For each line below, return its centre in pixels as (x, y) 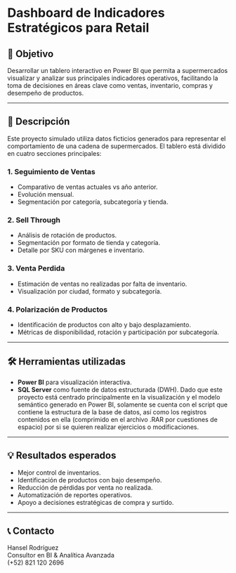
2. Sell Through (34, 220)
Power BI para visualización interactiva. (74, 382)
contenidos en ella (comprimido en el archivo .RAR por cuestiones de (117, 419)
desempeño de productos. (46, 93)
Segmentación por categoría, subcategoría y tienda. (93, 202)
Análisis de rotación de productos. (67, 235)
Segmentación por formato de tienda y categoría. (88, 243)
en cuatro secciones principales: (54, 153)
